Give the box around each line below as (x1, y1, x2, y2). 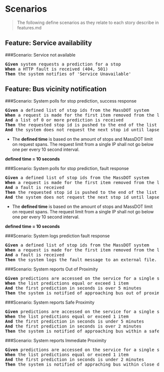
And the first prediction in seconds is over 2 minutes (5, 323, 142, 329)
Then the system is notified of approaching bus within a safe (5, 328, 160, 334)
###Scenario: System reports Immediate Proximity (5, 337, 106, 343)
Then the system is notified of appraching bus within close (5, 361, 155, 367)
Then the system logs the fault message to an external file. (5, 257, 157, 262)
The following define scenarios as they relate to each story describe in (17, 20, 159, 25)
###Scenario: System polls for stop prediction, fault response (5, 165, 129, 171)
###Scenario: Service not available (5, 52, 76, 58)
